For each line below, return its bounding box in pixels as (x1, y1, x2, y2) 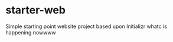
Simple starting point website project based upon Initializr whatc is (5, 23, 168, 30)
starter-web (5, 3, 66, 17)
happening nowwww (5, 29, 57, 36)
